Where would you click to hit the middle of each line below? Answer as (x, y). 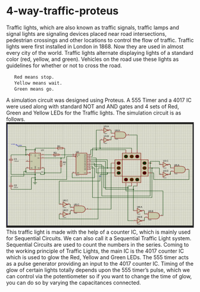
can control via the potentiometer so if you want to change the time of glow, (99, 277)
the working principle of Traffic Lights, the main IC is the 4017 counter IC (95, 251)
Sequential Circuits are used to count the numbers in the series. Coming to (98, 245)
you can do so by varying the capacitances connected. (74, 283)
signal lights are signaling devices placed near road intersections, (86, 33)
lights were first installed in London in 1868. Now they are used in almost (95, 46)
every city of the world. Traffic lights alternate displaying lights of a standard (100, 52)
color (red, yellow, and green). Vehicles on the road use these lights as (93, 59)
